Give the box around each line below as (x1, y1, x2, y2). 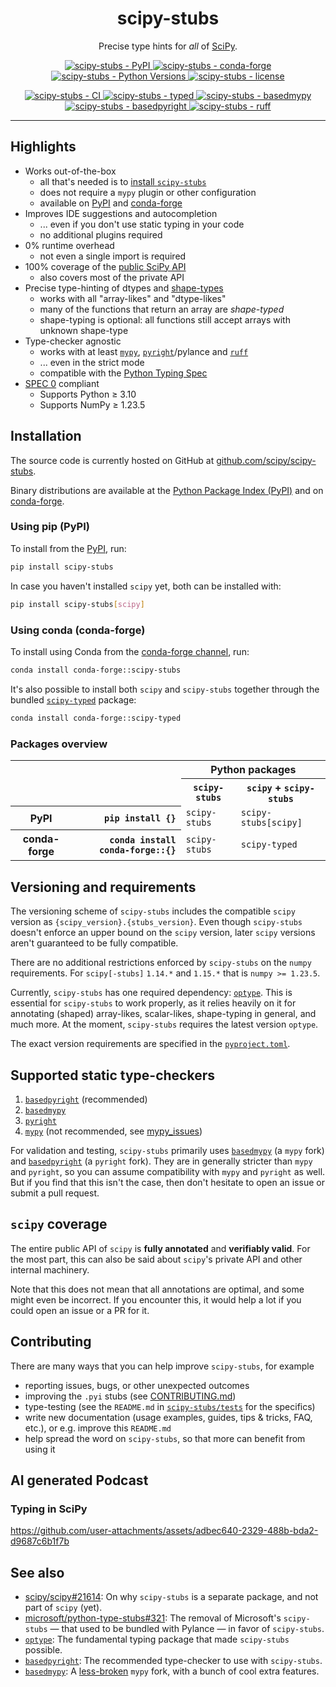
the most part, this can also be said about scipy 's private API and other (10, 1253, 303, 1265)
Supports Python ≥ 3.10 (39, 388, 137, 400)
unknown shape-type (39, 324, 129, 336)
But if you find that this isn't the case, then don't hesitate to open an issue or (10, 1177, 325, 1189)
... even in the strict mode (39, 356, 145, 368)
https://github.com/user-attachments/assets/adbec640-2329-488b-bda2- (10, 1525, 319, 1537)
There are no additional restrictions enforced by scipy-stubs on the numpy (10, 957, 312, 969)
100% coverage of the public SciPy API (24, 260, 187, 272)
